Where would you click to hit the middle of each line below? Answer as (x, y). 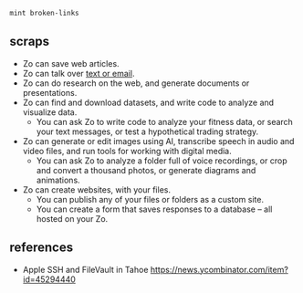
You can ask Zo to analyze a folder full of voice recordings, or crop (162, 161)
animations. (58, 180)
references (42, 248)
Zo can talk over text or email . (78, 73)
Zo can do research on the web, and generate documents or (136, 83)
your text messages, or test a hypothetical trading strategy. (147, 131)
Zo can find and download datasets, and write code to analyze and (148, 102)
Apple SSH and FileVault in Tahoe (85, 269)
